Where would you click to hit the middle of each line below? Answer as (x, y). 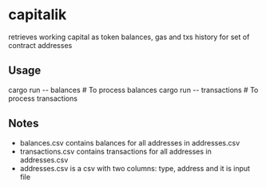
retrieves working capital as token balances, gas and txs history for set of (129, 37)
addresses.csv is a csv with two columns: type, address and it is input (135, 168)
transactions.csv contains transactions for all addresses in (115, 151)
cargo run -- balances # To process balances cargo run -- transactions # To (133, 90)
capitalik (38, 15)
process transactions (43, 98)
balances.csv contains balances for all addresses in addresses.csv (130, 142)
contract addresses (40, 45)
